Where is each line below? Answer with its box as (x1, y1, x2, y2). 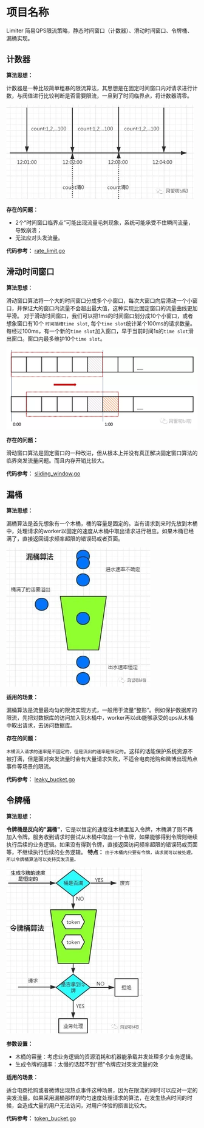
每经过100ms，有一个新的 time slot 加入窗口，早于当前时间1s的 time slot (6, 327, 188, 335)
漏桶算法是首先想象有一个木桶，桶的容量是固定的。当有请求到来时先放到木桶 (6, 519, 198, 527)
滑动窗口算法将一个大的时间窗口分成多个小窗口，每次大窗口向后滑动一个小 (6, 297, 192, 304)
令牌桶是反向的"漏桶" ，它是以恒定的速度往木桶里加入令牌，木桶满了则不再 (6, 825, 193, 832)
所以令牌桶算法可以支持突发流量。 (6, 856, 79, 862)
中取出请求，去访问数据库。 (6, 722, 76, 729)
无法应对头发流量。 (15, 234, 64, 241)
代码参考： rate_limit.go (6, 247, 66, 254)
